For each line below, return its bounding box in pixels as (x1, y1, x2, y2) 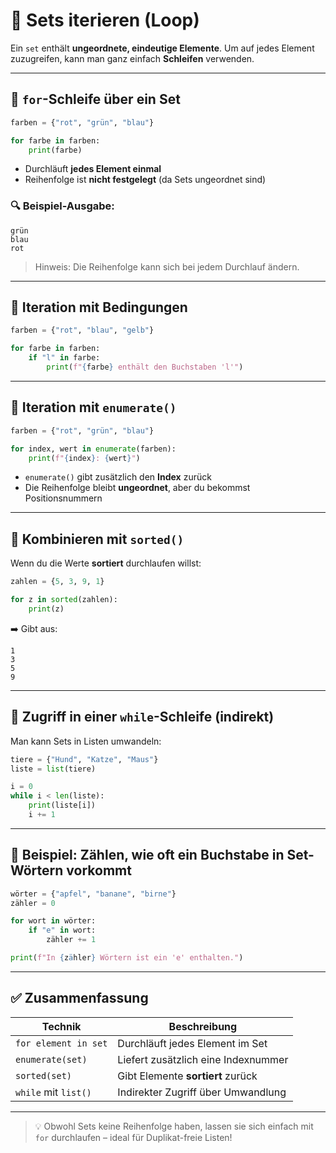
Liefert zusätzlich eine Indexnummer (117, 1052, 289, 1066)
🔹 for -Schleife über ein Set (10, 91, 181, 108)
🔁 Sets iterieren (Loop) (10, 9, 200, 32)
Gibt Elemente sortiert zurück (117, 1069, 258, 1083)
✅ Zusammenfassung (10, 990, 149, 1007)
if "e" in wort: (28, 925, 97, 936)
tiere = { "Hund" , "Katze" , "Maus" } (10, 754, 159, 764)
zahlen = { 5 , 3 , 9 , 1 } (10, 577, 105, 587)
